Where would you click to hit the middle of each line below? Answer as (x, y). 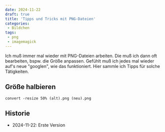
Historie (18, 113)
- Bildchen (18, 28)
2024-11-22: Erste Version (39, 125)
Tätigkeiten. (17, 71)
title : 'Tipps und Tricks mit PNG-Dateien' (50, 19)
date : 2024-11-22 (23, 10)
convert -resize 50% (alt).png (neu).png (48, 98)
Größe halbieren (30, 87)
